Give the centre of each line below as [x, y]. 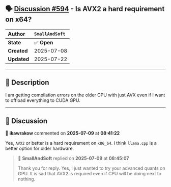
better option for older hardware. [40, 149]
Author [17, 34]
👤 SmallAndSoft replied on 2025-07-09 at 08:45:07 [73, 158]
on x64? [19, 20]
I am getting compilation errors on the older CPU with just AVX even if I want [85, 95]
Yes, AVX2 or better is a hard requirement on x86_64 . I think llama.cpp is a [81, 143]
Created [18, 50]
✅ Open [44, 42]
